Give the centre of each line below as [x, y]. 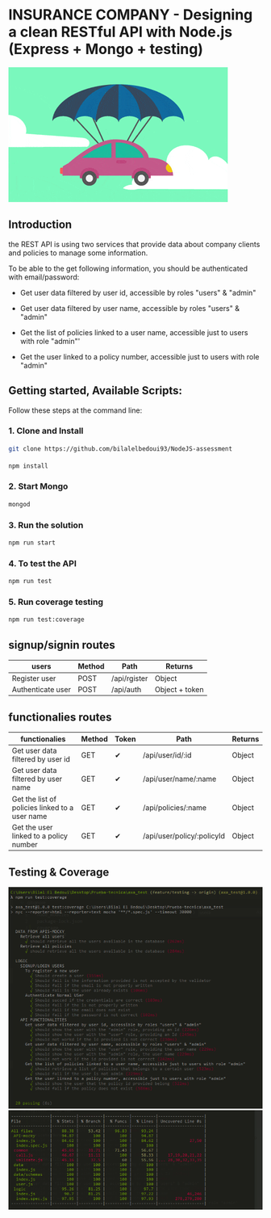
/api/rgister [130, 678]
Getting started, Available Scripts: [96, 391]
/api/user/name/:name [179, 779]
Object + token [179, 689]
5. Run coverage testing [56, 602]
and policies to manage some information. [78, 253]
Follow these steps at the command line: [75, 410]
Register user [34, 678]
